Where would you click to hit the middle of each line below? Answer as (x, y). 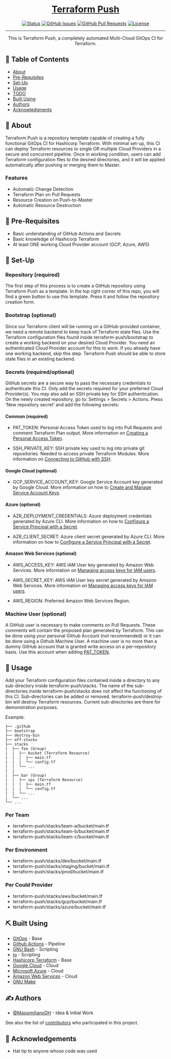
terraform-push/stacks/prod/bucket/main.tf (58, 872)
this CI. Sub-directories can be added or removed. (58, 696)
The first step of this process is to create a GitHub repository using (75, 286)
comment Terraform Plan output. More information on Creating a (80, 433)
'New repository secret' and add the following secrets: (62, 404)
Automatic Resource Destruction (47, 205)
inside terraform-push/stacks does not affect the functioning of (95, 691)
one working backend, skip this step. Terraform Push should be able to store (85, 353)
